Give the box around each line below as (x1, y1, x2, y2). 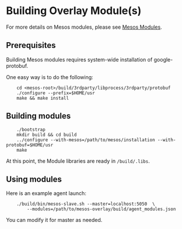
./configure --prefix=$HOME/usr (16, 90, 95, 96)
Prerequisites (6, 40, 56, 50)
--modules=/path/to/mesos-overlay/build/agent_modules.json (27, 206, 176, 212)
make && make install (16, 95, 69, 101)
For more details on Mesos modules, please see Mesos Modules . (6, 23, 162, 30)
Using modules (6, 174, 62, 184)
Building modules (6, 111, 71, 121)
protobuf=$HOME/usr (6, 142, 54, 148)
